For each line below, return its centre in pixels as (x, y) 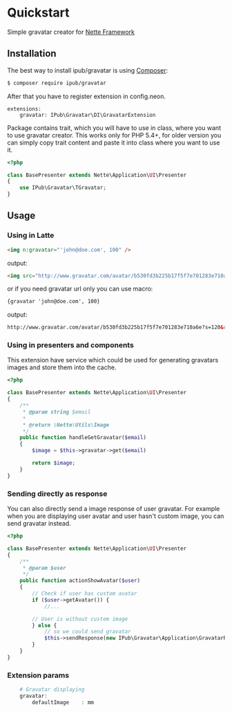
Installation (32, 54)
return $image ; (54, 463)
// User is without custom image (80, 619)
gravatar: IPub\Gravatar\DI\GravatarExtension (88, 115)
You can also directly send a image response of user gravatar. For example (114, 509)
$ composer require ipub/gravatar (57, 83)
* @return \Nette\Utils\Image (66, 425)
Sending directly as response (57, 494)
